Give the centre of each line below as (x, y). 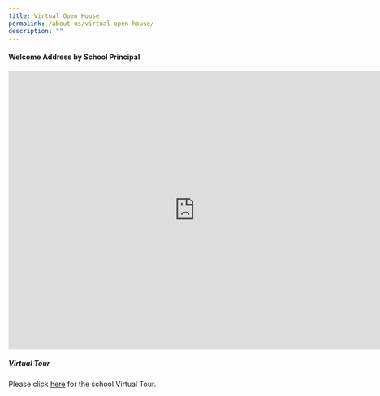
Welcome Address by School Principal (74, 57)
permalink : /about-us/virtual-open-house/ (81, 24)
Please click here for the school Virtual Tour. (82, 384)
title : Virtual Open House (54, 16)
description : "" (36, 31)
